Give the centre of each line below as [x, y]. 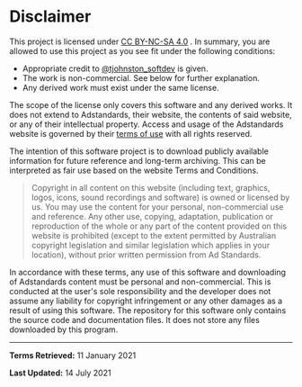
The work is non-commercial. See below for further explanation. [141, 77]
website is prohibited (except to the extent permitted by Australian [154, 235]
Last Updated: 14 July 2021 [60, 373]
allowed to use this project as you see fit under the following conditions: [142, 50]
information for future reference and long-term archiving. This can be [138, 160]
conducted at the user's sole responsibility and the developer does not [140, 291]
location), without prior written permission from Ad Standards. [146, 255]
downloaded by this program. [64, 329]
